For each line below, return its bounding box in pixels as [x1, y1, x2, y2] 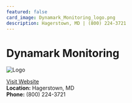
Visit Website [6, 78, 40, 85]
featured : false [6, 8, 47, 15]
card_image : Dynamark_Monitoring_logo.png [6, 15, 116, 21]
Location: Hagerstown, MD [6, 84, 75, 91]
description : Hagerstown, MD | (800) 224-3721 [6, 20, 127, 26]
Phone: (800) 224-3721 [6, 91, 66, 98]
